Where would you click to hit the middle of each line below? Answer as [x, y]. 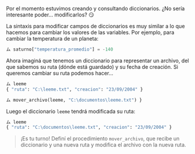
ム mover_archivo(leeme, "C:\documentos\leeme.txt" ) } [74, 100]
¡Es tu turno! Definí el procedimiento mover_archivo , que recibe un [100, 139]
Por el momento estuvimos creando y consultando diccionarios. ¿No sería [95, 9]
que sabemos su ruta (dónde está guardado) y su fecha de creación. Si [92, 66]
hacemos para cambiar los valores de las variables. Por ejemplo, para [90, 32]
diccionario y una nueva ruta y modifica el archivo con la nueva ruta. [103, 145]
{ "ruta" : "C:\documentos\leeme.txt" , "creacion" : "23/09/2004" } [89, 128]
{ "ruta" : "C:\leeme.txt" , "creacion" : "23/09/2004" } [75, 89]
